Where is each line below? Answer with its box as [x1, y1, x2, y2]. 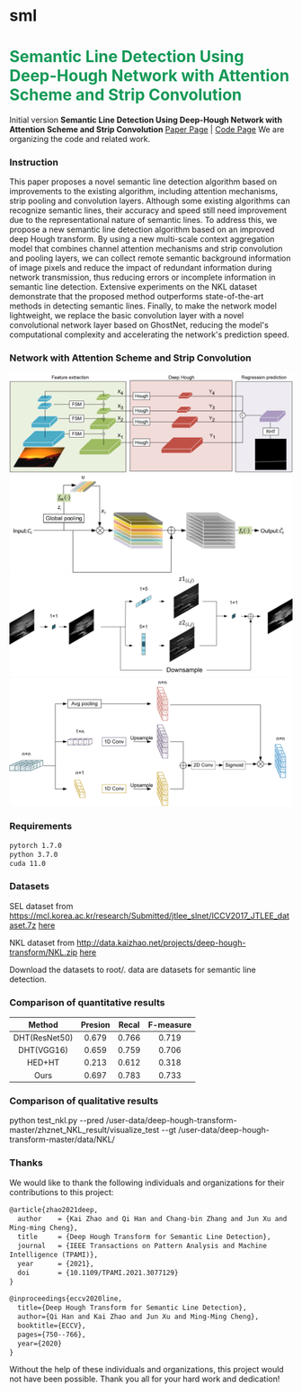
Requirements [9, 820, 73, 833]
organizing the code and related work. [9, 134, 151, 145]
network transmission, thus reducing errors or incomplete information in [9, 272, 276, 283]
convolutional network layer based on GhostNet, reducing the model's [9, 320, 270, 331]
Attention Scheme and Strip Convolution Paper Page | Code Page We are [9, 124, 285, 135]
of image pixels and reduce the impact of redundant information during [9, 263, 272, 273]
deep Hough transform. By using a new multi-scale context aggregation [9, 234, 275, 245]
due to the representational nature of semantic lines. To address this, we [9, 215, 278, 226]
